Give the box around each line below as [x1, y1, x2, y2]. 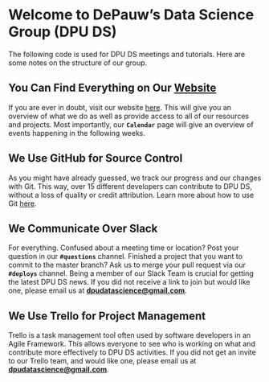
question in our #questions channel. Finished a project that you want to [8, 252, 243, 261]
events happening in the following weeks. [8, 128, 146, 138]
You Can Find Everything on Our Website [8, 81, 217, 95]
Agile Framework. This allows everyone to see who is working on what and [8, 339, 255, 349]
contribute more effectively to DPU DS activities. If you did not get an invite [8, 347, 257, 357]
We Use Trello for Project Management [8, 309, 206, 322]
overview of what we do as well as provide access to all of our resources [8, 111, 250, 121]
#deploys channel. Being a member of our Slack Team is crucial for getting [8, 269, 255, 278]
